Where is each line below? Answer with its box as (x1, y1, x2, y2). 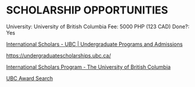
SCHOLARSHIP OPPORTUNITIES (6, 4, 168, 17)
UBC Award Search (6, 75, 53, 82)
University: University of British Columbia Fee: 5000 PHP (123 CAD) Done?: (6, 23, 190, 30)
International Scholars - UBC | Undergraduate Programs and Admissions (6, 41, 183, 48)
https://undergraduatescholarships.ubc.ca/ (6, 52, 111, 59)
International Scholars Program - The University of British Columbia (6, 63, 171, 71)
